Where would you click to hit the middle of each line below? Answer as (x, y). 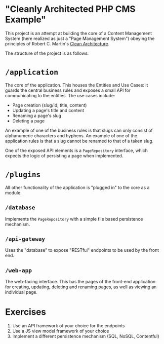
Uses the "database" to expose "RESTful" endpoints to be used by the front (82, 250)
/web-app (19, 270)
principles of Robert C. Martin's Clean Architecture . (57, 43)
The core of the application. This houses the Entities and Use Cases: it (77, 85)
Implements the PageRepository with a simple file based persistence (74, 219)
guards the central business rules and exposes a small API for (68, 90)
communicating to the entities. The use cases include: (60, 95)
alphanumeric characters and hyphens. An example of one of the (71, 135)
